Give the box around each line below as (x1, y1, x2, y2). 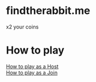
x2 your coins (6, 23, 39, 30)
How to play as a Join (6, 69, 58, 76)
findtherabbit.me (6, 4, 90, 17)
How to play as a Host (6, 63, 59, 70)
